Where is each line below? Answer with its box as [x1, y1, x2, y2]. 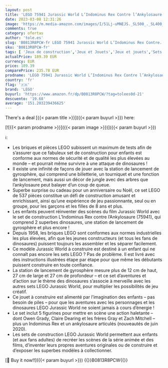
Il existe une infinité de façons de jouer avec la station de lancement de [12, 166, 159, 172]
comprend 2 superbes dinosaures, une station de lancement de [12, 219, 143, 225]
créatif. [12, 289, 27, 295]
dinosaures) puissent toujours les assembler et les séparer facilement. [12, 241, 157, 247]
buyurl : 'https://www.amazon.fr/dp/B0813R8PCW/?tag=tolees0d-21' [5, 91, 144, 97]
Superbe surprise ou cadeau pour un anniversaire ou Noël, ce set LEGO [12, 187, 160, 194]
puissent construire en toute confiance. [12, 262, 94, 268]
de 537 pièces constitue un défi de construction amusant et [12, 193, 136, 199]
